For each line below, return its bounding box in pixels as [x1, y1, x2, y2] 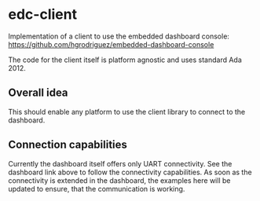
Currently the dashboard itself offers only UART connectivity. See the [8, 159, 233, 168]
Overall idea [8, 86, 68, 100]
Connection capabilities [8, 138, 128, 152]
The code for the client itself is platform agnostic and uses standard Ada [8, 55, 242, 64]
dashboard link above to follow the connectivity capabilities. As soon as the [8, 167, 253, 177]
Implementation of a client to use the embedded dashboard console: [8, 31, 230, 41]
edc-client [8, 5, 77, 24]
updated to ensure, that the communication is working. [8, 184, 185, 193]
